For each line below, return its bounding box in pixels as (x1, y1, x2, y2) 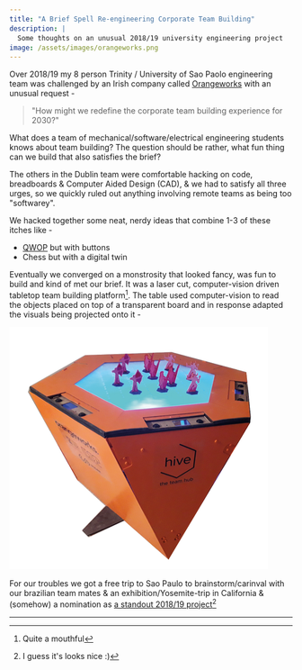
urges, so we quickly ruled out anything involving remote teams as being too (9, 188, 292, 199)
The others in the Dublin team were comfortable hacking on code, (9, 169, 253, 180)
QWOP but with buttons (22, 242, 111, 253)
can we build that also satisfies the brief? (9, 151, 162, 162)
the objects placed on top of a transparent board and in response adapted (9, 299, 284, 310)
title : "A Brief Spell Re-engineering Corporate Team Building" (9, 14, 255, 23)
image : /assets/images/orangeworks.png (9, 43, 159, 52)
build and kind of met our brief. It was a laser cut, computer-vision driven (9, 279, 280, 290)
